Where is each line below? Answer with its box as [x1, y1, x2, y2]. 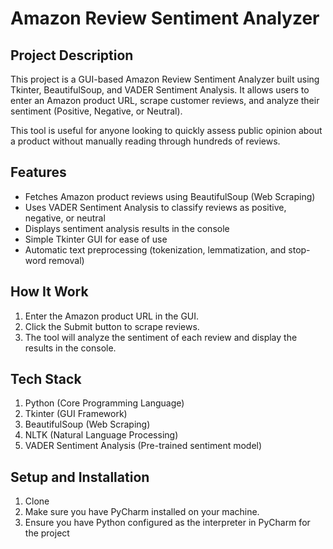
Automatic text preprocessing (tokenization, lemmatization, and [24, 243, 287, 256]
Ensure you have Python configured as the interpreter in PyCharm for [24, 517, 311, 529]
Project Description [10, 47, 134, 64]
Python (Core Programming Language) [24, 397, 185, 409]
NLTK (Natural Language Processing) [24, 429, 179, 441]
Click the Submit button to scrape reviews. [24, 320, 200, 332]
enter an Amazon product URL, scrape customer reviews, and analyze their [10, 95, 320, 106]
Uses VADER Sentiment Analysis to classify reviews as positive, [24, 201, 287, 213]
